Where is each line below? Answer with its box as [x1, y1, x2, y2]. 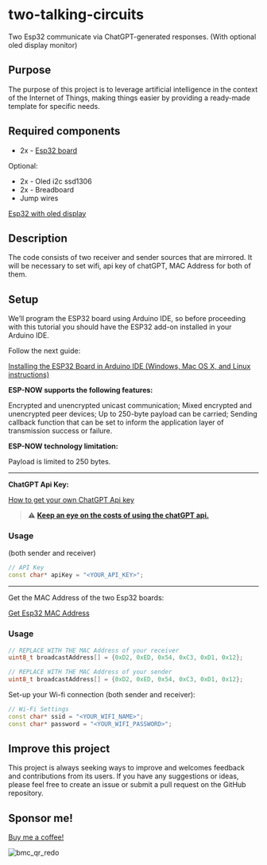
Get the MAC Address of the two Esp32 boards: [8, 593, 164, 603]
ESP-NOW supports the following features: [8, 386, 153, 395]
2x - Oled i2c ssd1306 [19, 176, 93, 186]
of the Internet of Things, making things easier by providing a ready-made [8, 93, 250, 103]
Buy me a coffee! [8, 832, 64, 842]
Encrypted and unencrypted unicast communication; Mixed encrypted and [8, 401, 253, 410]
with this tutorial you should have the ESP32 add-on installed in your [8, 322, 232, 332]
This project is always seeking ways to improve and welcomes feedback [8, 763, 245, 773]
